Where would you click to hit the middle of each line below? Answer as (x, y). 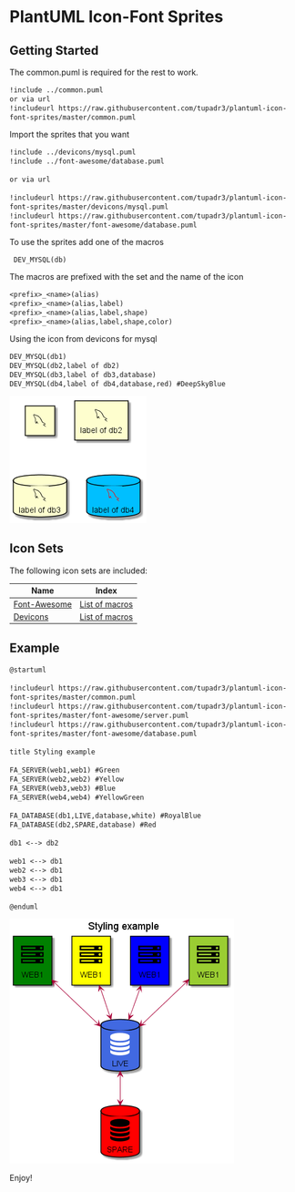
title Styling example (52, 752)
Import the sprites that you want (70, 134)
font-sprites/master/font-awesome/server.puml (99, 716)
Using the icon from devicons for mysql (83, 339)
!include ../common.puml (56, 90)
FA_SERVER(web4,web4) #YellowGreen (77, 798)
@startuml (28, 670)
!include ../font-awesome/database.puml (87, 161)
